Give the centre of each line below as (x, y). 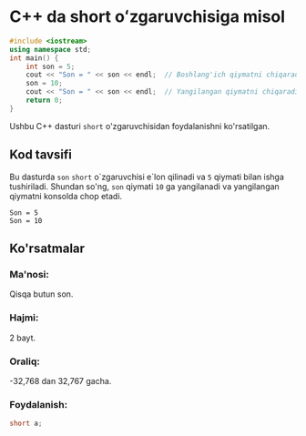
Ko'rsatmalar (47, 249)
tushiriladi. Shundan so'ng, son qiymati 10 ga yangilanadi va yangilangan (144, 186)
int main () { (34, 58)
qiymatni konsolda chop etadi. (66, 196)
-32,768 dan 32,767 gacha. (61, 380)
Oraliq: (25, 361)
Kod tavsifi (41, 155)
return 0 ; (45, 101)
